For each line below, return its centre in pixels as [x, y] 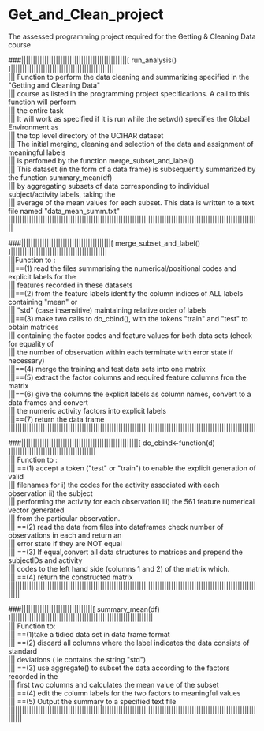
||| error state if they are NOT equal [65, 543]
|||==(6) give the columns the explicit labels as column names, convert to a [130, 394]
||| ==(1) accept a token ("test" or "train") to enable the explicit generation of [132, 468]
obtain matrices [33, 327]
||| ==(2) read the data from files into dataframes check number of [116, 527]
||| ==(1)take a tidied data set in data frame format [89, 634]
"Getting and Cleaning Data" [54, 85]
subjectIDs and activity [45, 560]
